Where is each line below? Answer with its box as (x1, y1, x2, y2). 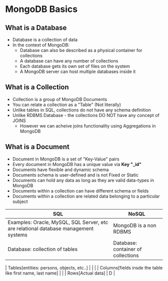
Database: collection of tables (7, 245, 78, 252)
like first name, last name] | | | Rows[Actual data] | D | (5, 270, 115, 276)
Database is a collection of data (12, 36, 78, 42)
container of (113, 245, 142, 252)
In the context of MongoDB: (12, 42, 70, 48)
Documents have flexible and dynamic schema (12, 166, 109, 172)
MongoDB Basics (5, 3, 78, 15)
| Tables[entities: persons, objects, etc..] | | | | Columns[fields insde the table (5, 264, 163, 270)
